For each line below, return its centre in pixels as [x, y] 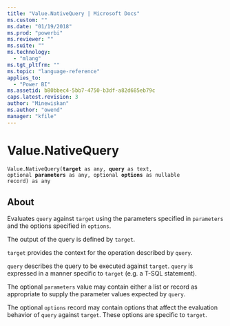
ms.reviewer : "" [30, 39]
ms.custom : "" [28, 20]
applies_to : [24, 78]
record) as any [29, 181]
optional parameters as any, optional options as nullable [94, 175]
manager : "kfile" [32, 116]
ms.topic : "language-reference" [53, 71]
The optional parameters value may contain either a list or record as [102, 287]
